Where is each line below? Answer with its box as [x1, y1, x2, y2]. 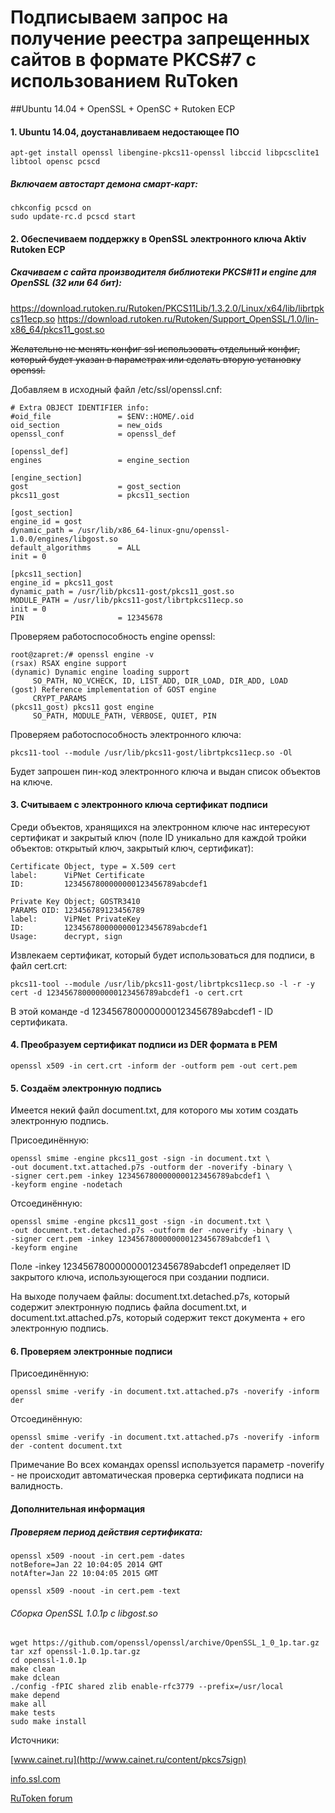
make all [10, 1699, 47, 1710]
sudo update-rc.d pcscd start [10, 212, 137, 222]
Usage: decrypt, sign [10, 931, 123, 941]
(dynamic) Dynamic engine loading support [10, 667, 190, 677]
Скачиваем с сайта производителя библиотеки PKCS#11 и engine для [10, 266, 317, 278]
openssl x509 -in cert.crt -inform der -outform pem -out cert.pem [10, 1061, 298, 1071]
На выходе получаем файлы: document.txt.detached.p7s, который [10, 1291, 290, 1303]
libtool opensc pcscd [10, 157, 101, 167]
